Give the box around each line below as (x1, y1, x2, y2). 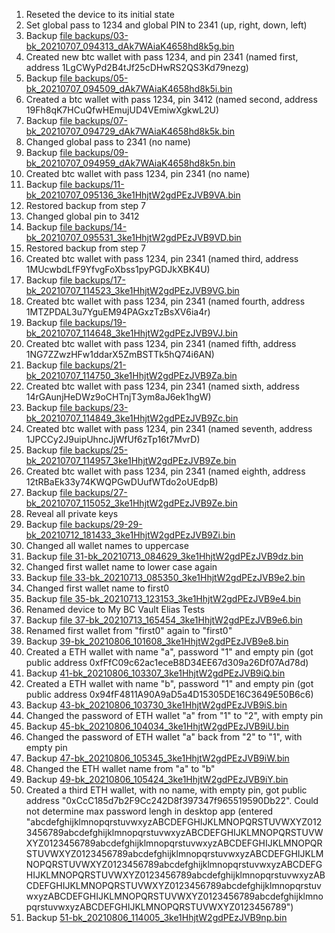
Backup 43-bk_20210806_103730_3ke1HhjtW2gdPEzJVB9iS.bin (25, 699, 288, 711)
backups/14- (74, 221, 128, 233)
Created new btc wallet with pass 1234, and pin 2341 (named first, (25, 51, 299, 63)
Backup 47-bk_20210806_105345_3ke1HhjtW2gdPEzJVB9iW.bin (25, 752, 290, 764)
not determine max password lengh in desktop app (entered (25, 805, 274, 817)
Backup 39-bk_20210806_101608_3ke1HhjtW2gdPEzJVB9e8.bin (25, 635, 289, 647)
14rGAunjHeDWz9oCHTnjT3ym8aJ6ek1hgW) (25, 391, 212, 403)
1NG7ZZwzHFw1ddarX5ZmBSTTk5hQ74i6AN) (25, 349, 215, 360)
